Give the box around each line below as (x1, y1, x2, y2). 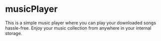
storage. (5, 30, 22, 36)
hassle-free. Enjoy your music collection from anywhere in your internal (5, 25, 152, 31)
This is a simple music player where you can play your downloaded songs (5, 20, 157, 26)
